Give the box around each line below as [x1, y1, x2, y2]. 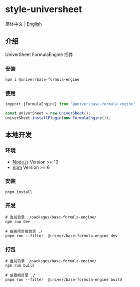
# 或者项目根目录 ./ [5, 229, 43, 234]
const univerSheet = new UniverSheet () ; [5, 111, 91, 116]
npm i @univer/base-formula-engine [5, 77, 80, 82]
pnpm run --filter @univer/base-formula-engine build [5, 277, 122, 282]
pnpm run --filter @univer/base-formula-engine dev [5, 234, 118, 239]
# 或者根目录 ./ [5, 273, 36, 278]
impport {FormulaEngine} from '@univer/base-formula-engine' [5, 102, 136, 107]
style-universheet [5, 4, 82, 15]
